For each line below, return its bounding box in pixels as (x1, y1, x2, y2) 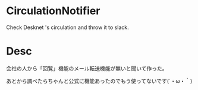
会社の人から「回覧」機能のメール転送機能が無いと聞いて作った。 (6, 65, 168, 72)
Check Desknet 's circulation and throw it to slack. (6, 24, 129, 31)
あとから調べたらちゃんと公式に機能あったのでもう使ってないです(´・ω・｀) (6, 77, 193, 84)
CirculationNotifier (6, 4, 100, 18)
